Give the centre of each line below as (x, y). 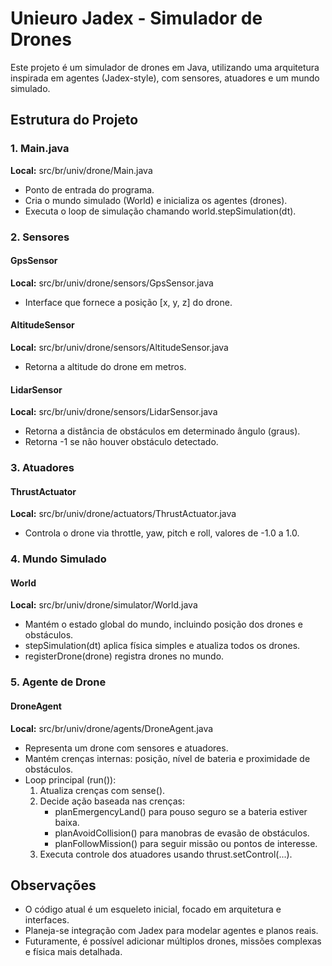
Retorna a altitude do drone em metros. (105, 366)
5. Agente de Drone (58, 682)
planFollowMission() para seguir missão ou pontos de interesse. (186, 843)
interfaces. (47, 920)
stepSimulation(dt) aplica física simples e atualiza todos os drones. (162, 646)
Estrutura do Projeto (74, 120)
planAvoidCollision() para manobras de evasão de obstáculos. (182, 833)
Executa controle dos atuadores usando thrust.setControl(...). (166, 854)
